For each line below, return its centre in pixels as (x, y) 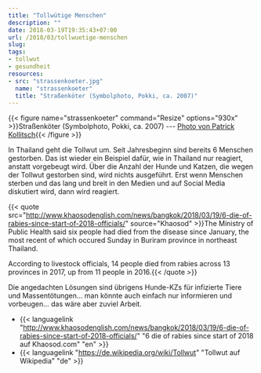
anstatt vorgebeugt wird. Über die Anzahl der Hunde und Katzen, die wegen (130, 166)
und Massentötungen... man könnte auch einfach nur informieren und (120, 296)
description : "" (34, 23)
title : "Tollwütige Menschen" (58, 15)
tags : (17, 52)
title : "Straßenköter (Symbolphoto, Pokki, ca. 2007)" (107, 96)
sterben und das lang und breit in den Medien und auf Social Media (117, 183)
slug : (17, 45)
